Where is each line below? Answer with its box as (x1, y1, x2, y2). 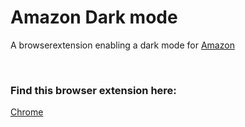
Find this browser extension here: (10, 83, 177, 97)
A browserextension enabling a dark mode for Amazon (10, 39, 235, 51)
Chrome (10, 106, 44, 118)
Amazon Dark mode (10, 6, 178, 29)
